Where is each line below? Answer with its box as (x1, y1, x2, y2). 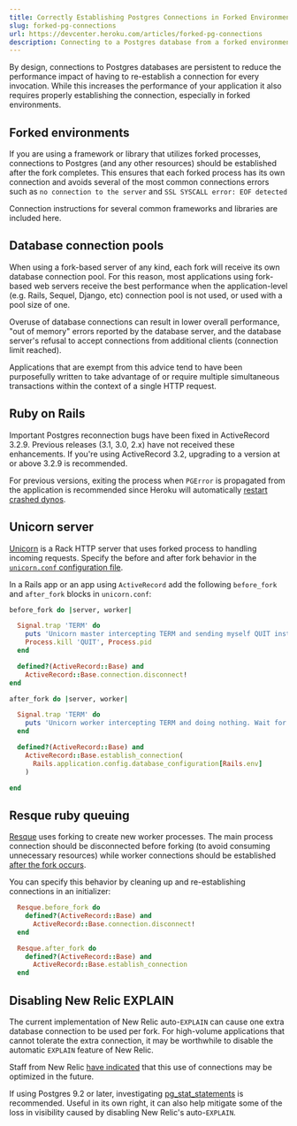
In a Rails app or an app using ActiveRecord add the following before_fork (9, 578, 278, 589)
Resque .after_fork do (17, 944, 97, 953)
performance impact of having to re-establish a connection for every (9, 72, 259, 82)
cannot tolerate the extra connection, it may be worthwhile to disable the (9, 1036, 274, 1046)
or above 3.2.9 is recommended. (9, 457, 128, 469)
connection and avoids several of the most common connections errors (9, 177, 270, 188)
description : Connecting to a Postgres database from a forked (9, 37, 247, 47)
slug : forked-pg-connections (9, 21, 117, 30)
